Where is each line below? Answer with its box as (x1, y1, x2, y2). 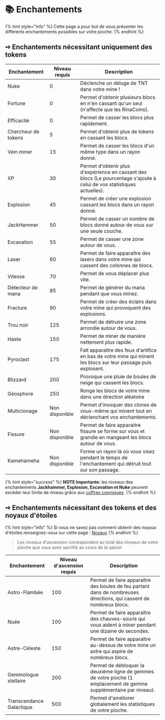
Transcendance (7, 697, 44, 704)
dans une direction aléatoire (80, 393, 145, 400)
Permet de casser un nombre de (80, 215, 155, 222)
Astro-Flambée (7, 589, 43, 596)
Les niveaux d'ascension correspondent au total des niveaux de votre (17, 539, 159, 545)
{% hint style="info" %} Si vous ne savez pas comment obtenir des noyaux (5, 524, 157, 530)
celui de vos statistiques (80, 181, 136, 188)
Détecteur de (7, 284, 38, 291)
